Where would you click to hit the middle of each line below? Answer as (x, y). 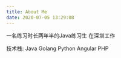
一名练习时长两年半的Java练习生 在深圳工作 (61, 35)
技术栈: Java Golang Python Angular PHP (57, 48)
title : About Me (27, 12)
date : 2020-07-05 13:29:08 (40, 18)
